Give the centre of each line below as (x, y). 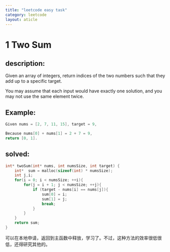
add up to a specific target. (34, 81)
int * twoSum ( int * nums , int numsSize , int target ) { (63, 166)
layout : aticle (21, 19)
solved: (17, 154)
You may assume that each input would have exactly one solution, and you (84, 91)
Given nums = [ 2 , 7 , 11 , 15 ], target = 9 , (51, 124)
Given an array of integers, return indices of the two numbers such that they (85, 76)
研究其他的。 (36, 244)
